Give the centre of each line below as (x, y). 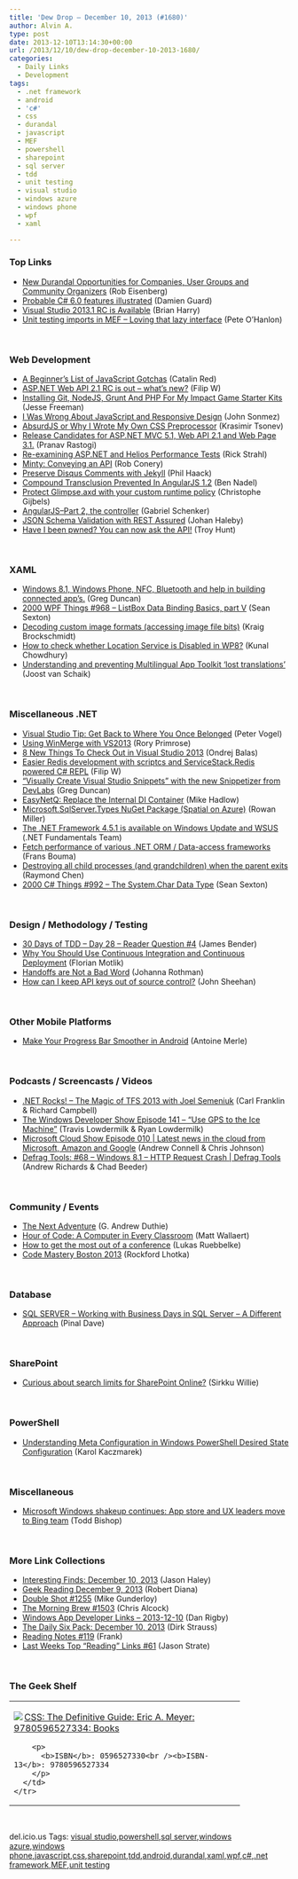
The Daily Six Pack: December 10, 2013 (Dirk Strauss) (120, 1627)
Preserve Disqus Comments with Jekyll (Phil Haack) (117, 473)
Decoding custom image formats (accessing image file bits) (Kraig (143, 627)
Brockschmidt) (49, 636)
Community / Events (54, 1207)
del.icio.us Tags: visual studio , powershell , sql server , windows (121, 1836)
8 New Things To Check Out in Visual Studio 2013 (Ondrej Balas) (140, 752)
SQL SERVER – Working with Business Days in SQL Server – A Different (152, 1314)
